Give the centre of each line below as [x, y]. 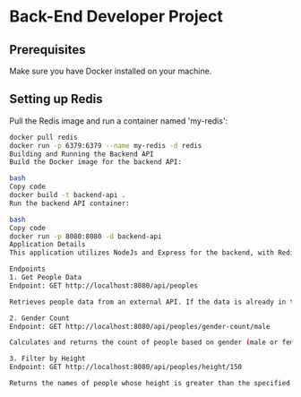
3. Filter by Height [48, 359]
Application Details [48, 245]
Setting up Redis [56, 99]
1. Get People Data [46, 278]
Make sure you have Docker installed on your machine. [111, 71]
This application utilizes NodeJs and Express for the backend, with [142, 253]
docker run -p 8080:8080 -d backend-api [86, 236]
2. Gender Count [39, 318]
